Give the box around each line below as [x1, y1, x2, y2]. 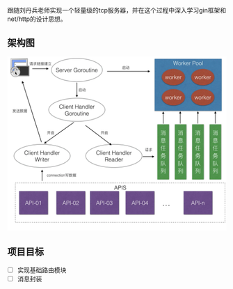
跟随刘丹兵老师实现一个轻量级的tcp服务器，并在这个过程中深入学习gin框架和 [7, 6, 227, 14]
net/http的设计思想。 [7, 15, 67, 23]
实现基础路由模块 [17, 265, 67, 274]
